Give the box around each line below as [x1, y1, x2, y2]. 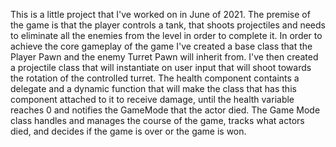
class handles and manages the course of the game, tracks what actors [10, 115, 305, 126]
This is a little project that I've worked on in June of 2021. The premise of [10, 9, 311, 20]
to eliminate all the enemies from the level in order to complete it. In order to [10, 30, 323, 41]
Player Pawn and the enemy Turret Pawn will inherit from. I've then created [10, 51, 319, 63]
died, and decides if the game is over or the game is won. [10, 125, 247, 137]
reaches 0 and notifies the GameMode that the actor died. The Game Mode [10, 104, 321, 116]
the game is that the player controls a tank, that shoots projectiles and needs [10, 19, 326, 31]
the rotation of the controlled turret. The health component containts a [10, 72, 300, 84]
